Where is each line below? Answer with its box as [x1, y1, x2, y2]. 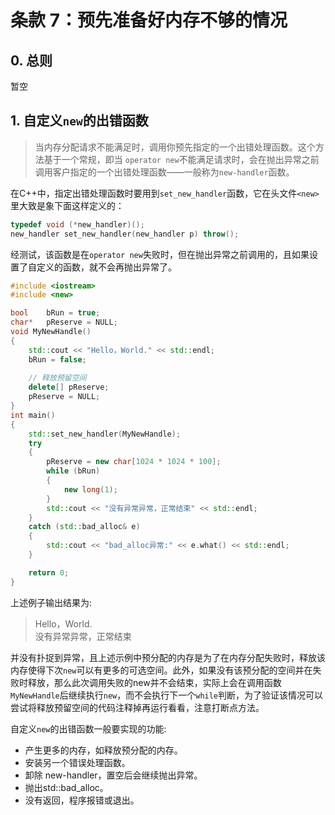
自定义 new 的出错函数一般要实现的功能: [10, 722, 167, 735]
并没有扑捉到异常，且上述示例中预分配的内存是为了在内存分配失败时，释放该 [10, 651, 326, 663]
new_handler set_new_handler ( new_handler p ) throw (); [10, 229, 240, 239]
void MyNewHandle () [10, 327, 92, 337]
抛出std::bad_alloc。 [24, 781, 109, 793]
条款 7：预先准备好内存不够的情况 [10, 9, 288, 32]
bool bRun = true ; [10, 308, 101, 318]
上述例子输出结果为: [10, 596, 93, 608]
